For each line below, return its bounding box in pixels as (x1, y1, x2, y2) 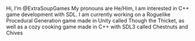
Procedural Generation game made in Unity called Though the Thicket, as (6, 17, 184, 24)
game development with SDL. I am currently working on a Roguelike (6, 11, 171, 18)
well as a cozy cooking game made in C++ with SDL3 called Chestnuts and (6, 23, 189, 30)
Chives (6, 29, 24, 36)
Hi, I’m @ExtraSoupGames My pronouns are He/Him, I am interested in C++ (6, 5, 190, 12)
